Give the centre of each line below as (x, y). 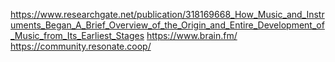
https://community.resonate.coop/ (81, 46)
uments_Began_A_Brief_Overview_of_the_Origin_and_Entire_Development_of (167, 25)
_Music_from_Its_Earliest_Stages (77, 35)
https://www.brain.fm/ (192, 35)
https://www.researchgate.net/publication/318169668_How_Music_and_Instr (167, 14)
